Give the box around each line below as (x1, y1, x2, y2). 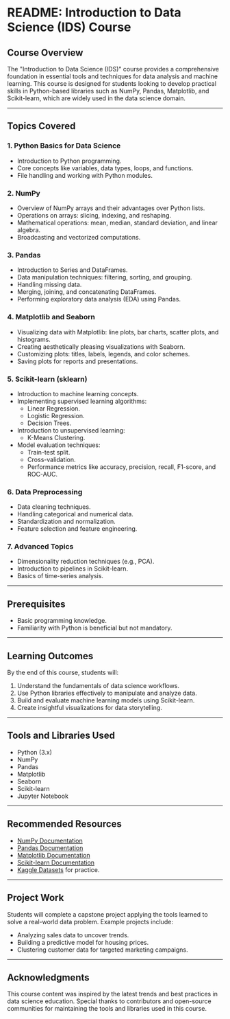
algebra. (16, 225, 41, 234)
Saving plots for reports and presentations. (16, 357, 138, 365)
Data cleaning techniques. (16, 503, 91, 511)
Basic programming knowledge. (16, 617, 107, 625)
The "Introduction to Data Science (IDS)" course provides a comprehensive (7, 65, 219, 73)
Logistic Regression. (27, 411, 85, 420)
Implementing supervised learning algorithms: (16, 397, 147, 405)
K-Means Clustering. (27, 433, 86, 442)
